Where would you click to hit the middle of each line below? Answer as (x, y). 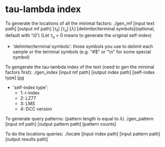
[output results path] (27, 139)
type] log (15, 77)
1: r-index (30, 92)
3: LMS (28, 103)
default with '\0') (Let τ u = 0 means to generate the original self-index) (78, 36)
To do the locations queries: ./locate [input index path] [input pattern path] (83, 134)
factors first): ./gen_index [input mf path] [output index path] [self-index (80, 72)
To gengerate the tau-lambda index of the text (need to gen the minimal (80, 67)
